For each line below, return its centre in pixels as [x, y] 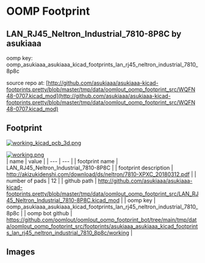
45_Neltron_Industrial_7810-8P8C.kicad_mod [63, 200]
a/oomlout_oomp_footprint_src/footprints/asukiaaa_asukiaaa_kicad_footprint [102, 226]
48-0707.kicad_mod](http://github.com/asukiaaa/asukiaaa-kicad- [88, 96]
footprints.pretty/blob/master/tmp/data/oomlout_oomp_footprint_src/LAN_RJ [103, 193]
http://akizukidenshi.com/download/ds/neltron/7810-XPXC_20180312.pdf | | [101, 174]
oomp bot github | [50, 213]
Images [21, 252]
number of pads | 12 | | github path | [52, 180]
